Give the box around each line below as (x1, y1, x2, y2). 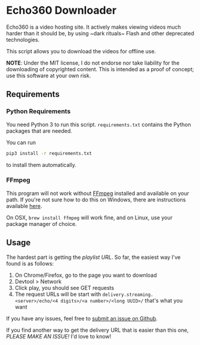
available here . (6, 202, 42, 209)
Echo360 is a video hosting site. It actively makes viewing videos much (6, 23, 181, 30)
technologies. (6, 36, 40, 43)
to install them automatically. (6, 161, 76, 168)
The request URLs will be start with (14, 291, 101, 298)
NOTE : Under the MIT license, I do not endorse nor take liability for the (6, 59, 180, 66)
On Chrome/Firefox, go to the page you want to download (14, 271, 157, 279)
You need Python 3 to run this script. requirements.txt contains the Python (6, 121, 191, 128)
